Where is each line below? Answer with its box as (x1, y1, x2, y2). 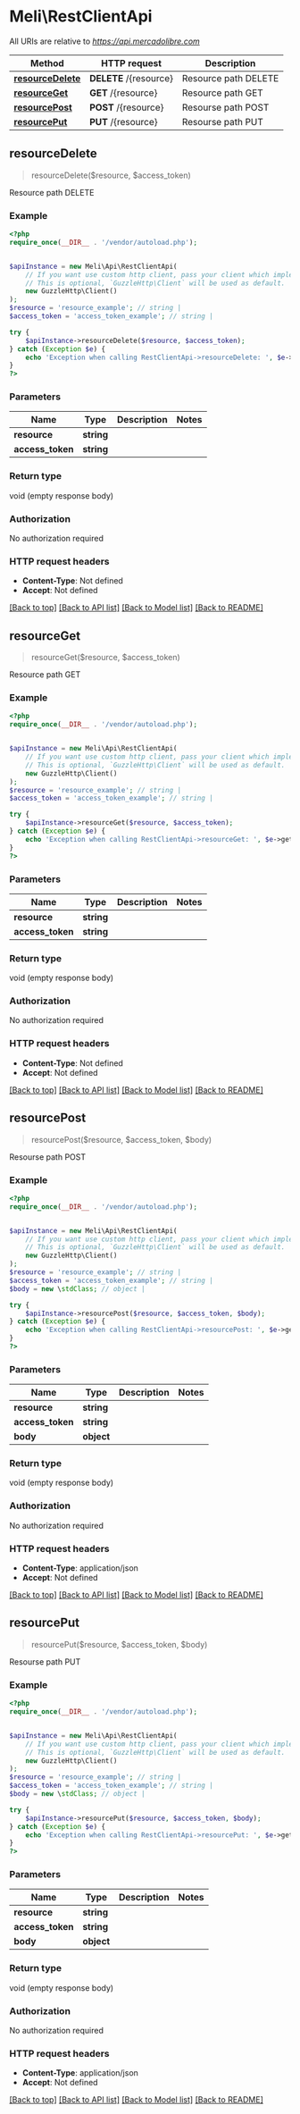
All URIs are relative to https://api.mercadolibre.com (9, 36, 201, 46)
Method (29, 56, 64, 69)
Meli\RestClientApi (9, 6, 153, 27)
